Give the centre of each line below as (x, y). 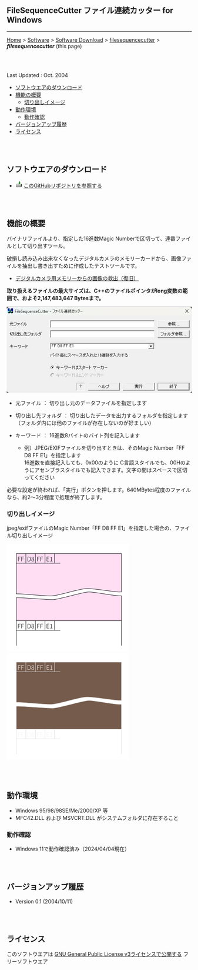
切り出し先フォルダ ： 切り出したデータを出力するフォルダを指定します (102, 416)
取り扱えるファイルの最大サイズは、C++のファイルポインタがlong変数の (95, 291)
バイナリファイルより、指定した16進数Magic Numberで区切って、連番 (91, 239)
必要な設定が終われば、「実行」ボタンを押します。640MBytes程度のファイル (99, 490)
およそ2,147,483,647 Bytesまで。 (63, 298)
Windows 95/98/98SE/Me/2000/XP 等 (61, 810)
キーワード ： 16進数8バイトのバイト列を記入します (78, 436)
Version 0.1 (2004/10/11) (44, 901)
